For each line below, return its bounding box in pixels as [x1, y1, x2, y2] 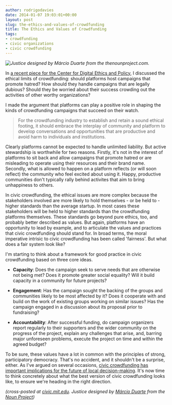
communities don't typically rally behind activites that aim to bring [5, 176, 145, 183]
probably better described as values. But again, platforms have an [5, 219, 145, 225]
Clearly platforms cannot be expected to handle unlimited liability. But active [5, 144, 166, 150]
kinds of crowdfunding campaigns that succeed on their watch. [5, 107, 140, 113]
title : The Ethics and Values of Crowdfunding [5, 27, 107, 32]
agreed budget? [12, 341, 47, 347]
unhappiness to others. [5, 182, 54, 188]
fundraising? [12, 309, 40, 315]
